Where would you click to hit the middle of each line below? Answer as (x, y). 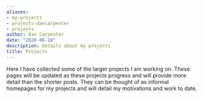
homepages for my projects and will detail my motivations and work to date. (102, 88)
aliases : (17, 12)
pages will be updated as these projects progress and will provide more (96, 75)
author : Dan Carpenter (35, 35)
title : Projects (27, 52)
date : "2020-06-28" (31, 40)
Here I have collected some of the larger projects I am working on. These (98, 69)
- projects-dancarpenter (38, 23)
